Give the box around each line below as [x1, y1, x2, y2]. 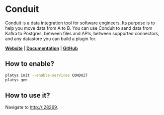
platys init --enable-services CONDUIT [5, 73, 88, 78]
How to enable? [5, 59, 55, 68]
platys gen [5, 77, 28, 82]
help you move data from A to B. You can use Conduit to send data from [5, 25, 153, 31]
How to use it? [5, 91, 50, 100]
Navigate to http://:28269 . [5, 104, 59, 110]
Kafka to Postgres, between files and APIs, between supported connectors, [5, 30, 160, 36]
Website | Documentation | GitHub [5, 45, 78, 51]
